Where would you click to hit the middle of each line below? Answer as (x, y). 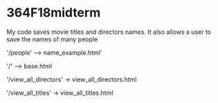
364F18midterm (54, 13)
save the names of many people (52, 39)
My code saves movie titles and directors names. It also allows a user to (109, 32)
